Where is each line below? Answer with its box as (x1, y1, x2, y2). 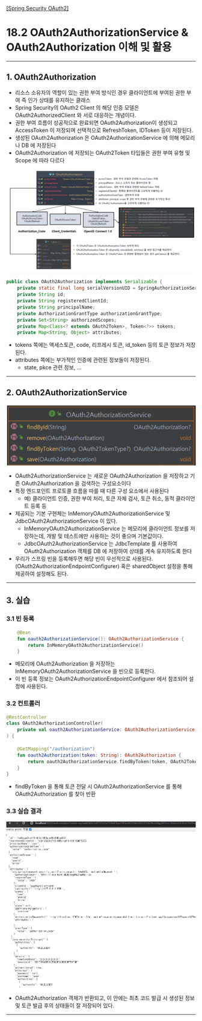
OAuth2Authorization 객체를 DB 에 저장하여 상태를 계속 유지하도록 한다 (23, 548, 192, 555)
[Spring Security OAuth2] (6, 5, 69, 11)
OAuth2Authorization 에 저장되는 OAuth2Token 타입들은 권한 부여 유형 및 (14, 149, 191, 156)
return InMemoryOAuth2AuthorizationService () (28, 642, 144, 648)
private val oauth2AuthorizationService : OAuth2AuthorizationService (17, 727, 195, 733)
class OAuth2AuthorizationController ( (6, 720, 103, 726)
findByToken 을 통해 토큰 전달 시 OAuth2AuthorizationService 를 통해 (14, 783, 182, 790)
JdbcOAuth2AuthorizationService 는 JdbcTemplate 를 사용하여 (23, 540, 177, 548)
